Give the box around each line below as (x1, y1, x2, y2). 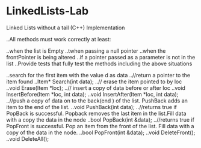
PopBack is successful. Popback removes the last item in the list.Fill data (6, 110, 187, 117)
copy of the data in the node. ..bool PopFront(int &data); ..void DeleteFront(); (6, 129, 196, 136)
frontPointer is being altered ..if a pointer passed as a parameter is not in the (6, 53, 196, 61)
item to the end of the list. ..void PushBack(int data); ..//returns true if (6, 103, 178, 110)
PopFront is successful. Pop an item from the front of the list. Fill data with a (6, 122, 194, 129)
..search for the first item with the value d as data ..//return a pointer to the (6, 71, 191, 78)
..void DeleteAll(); (6, 135, 49, 142)
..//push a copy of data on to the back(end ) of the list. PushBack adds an (6, 97, 188, 104)
